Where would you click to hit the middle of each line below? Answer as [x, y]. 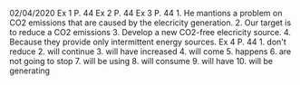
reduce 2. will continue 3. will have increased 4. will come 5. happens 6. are [150, 52]
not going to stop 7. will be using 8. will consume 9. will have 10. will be [141, 61]
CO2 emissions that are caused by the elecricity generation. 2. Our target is [150, 23]
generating [30, 71]
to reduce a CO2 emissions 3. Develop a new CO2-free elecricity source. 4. [150, 32]
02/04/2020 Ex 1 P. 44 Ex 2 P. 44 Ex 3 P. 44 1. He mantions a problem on [146, 13]
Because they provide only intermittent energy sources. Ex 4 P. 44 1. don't [148, 42]
